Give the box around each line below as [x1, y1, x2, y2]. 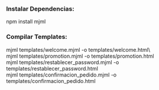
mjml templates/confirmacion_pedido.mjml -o [6, 71, 117, 78]
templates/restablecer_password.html [6, 65, 99, 72]
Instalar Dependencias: [6, 5, 75, 13]
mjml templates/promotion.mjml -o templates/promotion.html [6, 52, 154, 59]
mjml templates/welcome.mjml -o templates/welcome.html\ [6, 46, 151, 53]
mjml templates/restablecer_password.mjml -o [6, 58, 119, 66]
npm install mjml [6, 18, 46, 25]
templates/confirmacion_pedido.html [6, 77, 96, 84]
